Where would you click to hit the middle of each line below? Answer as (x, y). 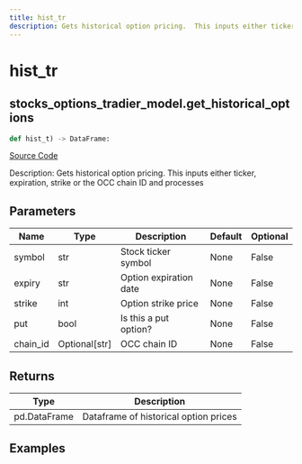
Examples (37, 448)
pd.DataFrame (44, 417)
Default (226, 237)
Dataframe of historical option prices (160, 417)
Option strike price (160, 304)
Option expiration (156, 277)
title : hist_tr (38, 18)
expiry (27, 283)
